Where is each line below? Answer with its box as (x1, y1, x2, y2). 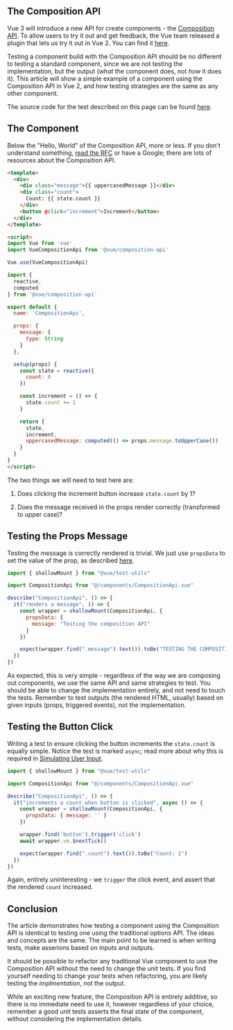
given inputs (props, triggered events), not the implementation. (7, 701, 187, 709)
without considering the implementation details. (7, 1015, 144, 1023)
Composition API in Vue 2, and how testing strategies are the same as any (7, 81, 218, 90)
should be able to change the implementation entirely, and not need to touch (7, 686, 225, 695)
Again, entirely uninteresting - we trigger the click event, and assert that (7, 875, 216, 884)
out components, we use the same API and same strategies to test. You (7, 679, 212, 687)
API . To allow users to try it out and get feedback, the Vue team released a (7, 31, 220, 40)
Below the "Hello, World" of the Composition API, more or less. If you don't (7, 141, 221, 149)
